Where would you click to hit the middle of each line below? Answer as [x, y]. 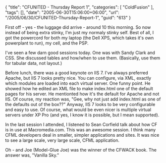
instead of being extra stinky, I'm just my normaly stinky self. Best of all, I [80, 32]
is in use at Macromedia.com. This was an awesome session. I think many [81, 130]
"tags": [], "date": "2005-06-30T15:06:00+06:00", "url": [62, 12]
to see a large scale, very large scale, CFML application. [62, 140]
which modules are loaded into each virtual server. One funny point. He [78, 83]
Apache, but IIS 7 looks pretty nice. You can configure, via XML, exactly [78, 78]
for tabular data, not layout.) [34, 63]
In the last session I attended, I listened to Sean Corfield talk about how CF [81, 124]
